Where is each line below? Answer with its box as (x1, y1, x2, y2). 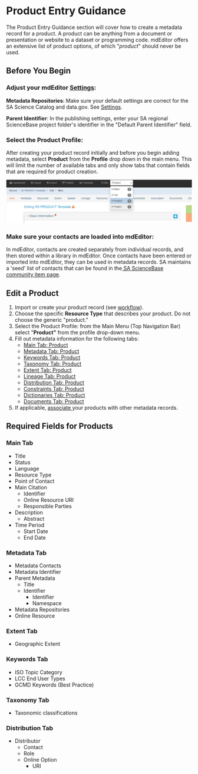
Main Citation (14, 484, 47, 491)
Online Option (23, 756, 57, 763)
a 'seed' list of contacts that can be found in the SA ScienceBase (6, 264, 164, 272)
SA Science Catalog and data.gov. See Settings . (6, 103, 123, 110)
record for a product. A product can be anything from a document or (6, 30, 173, 37)
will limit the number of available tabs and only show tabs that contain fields (6, 161, 190, 169)
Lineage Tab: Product (23, 373, 76, 380)
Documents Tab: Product (23, 398, 84, 405)
